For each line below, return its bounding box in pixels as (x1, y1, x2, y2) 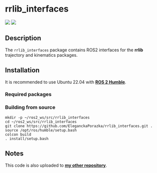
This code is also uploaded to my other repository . (5, 162, 108, 168)
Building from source (5, 104, 56, 111)
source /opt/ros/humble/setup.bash (5, 127, 77, 133)
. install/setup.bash (5, 136, 49, 141)
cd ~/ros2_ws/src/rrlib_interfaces (5, 119, 77, 124)
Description (5, 34, 41, 42)
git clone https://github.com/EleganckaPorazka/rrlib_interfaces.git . (5, 124, 153, 128)
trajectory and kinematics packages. (5, 52, 78, 58)
